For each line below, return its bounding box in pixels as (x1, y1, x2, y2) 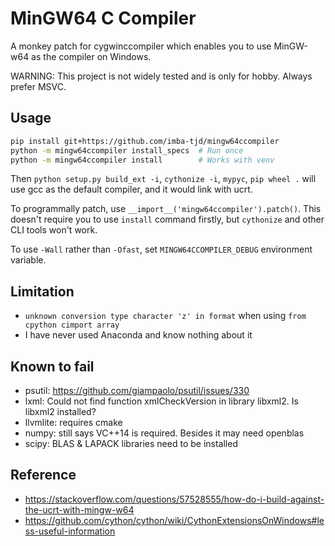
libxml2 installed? (24, 406, 97, 417)
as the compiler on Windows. (31, 50, 152, 62)
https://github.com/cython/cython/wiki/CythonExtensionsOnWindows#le (24, 514, 325, 526)
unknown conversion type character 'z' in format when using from (24, 310, 307, 322)
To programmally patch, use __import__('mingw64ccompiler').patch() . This (10, 203, 322, 215)
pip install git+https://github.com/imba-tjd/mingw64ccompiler (10, 136, 280, 146)
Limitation (10, 283, 75, 300)
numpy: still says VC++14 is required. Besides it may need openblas (24, 427, 305, 439)
